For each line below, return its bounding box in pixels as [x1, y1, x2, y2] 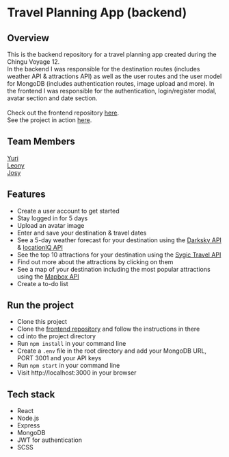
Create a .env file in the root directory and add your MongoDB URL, [16, 347, 207, 355]
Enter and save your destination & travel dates [16, 228, 147, 237]
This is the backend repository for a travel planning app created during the [7, 50, 217, 58]
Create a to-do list [16, 279, 68, 288]
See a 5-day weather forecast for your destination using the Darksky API [16, 235, 222, 244]
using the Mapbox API [16, 272, 80, 281]
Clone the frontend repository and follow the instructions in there [16, 325, 200, 333]
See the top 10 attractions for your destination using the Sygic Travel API [16, 250, 221, 259]
